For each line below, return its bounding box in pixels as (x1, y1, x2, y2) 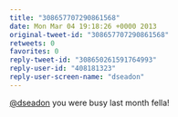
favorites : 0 (9, 47, 59, 56)
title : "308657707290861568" (9, 13, 120, 23)
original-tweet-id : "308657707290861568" (9, 30, 170, 39)
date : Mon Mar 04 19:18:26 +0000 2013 (9, 22, 157, 31)
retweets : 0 (9, 38, 55, 48)
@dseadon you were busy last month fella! (9, 97, 171, 108)
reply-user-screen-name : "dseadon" (9, 73, 145, 82)
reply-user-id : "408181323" (9, 64, 117, 73)
